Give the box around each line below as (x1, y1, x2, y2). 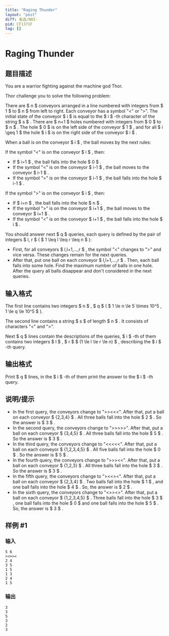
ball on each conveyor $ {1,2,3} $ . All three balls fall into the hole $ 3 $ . (12, 462, 163, 468)
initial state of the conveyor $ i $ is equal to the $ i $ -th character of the (5, 113, 155, 119)
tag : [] (5, 26, 22, 31)
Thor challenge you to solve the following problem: (5, 93, 111, 99)
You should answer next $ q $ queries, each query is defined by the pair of (5, 231, 161, 238)
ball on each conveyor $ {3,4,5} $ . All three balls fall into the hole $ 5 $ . (12, 430, 163, 436)
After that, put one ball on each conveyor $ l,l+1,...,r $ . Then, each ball (12, 257, 159, 263)
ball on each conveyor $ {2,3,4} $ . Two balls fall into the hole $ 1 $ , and (12, 478, 163, 484)
